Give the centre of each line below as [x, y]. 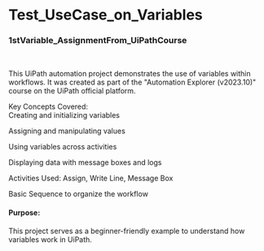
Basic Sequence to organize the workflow [79, 194]
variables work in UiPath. [50, 239]
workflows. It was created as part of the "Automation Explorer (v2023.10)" [132, 82]
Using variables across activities [63, 147]
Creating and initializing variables [64, 115]
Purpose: [24, 213]
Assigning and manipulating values [67, 131]
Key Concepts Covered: [48, 106]
